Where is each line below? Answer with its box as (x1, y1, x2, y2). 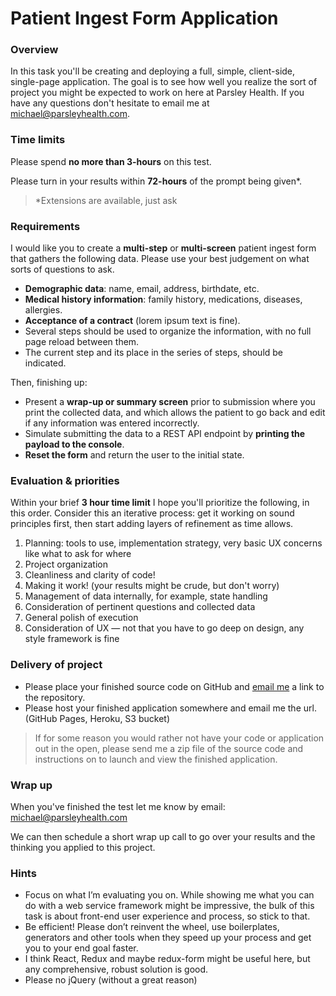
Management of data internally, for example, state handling (24, 590, 268, 602)
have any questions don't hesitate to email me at (10, 97, 210, 109)
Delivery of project (10, 658, 103, 672)
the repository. (24, 691, 86, 703)
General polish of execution (24, 612, 139, 624)
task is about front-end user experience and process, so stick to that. (24, 910, 311, 922)
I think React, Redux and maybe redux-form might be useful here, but (24, 953, 311, 965)
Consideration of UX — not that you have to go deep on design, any (24, 622, 305, 634)
